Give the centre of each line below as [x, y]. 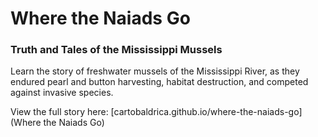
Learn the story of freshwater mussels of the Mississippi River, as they [155, 71]
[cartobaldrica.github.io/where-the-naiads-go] [206, 112]
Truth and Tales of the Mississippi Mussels [116, 50]
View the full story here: [59, 112]
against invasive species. [62, 93]
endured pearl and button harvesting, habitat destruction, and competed [159, 82]
